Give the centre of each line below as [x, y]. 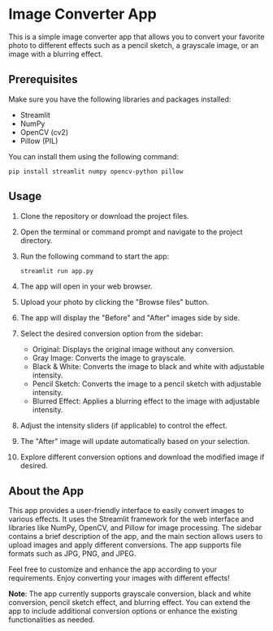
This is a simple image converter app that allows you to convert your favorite [136, 37]
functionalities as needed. [52, 620]
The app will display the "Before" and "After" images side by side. [130, 317]
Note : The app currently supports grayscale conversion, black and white [130, 594]
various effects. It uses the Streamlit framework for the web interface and [131, 519]
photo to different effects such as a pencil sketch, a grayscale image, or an [134, 45]
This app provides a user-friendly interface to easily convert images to [126, 511]
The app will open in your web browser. [86, 286]
